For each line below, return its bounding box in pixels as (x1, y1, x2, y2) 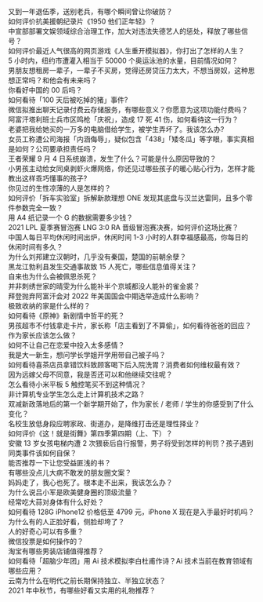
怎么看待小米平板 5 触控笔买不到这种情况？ (8, 380, 147, 389)
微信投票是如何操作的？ (8, 537, 84, 545)
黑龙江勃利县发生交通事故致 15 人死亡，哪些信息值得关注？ (8, 262, 197, 271)
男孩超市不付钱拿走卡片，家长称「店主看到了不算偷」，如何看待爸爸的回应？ (8, 321, 252, 330)
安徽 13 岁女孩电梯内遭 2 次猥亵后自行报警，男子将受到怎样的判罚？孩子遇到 (8, 439, 254, 447)
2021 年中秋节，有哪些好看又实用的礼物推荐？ (8, 586, 157, 595)
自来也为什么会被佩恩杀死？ (8, 272, 98, 281)
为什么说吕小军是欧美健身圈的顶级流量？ (8, 487, 139, 497)
